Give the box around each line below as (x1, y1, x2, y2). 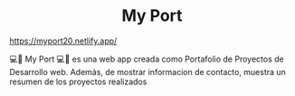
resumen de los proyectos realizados (9, 76, 147, 87)
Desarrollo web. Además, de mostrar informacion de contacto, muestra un (9, 66, 287, 77)
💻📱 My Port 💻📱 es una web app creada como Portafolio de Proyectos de (9, 53, 284, 64)
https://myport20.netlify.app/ (9, 35, 118, 46)
